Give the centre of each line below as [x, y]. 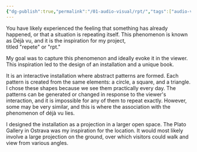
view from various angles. [37, 143]
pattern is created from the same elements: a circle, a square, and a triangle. [98, 82]
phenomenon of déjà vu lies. [40, 113]
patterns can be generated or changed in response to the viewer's [86, 94]
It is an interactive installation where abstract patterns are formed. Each [92, 75]
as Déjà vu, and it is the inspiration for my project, [66, 40]
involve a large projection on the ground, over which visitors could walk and [97, 137]
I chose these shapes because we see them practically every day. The [91, 88]
